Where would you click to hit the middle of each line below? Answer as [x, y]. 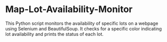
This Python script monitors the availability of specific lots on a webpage [82, 23]
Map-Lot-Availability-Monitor [69, 9]
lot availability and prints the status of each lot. [54, 34]
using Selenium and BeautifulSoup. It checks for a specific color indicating [83, 28]
